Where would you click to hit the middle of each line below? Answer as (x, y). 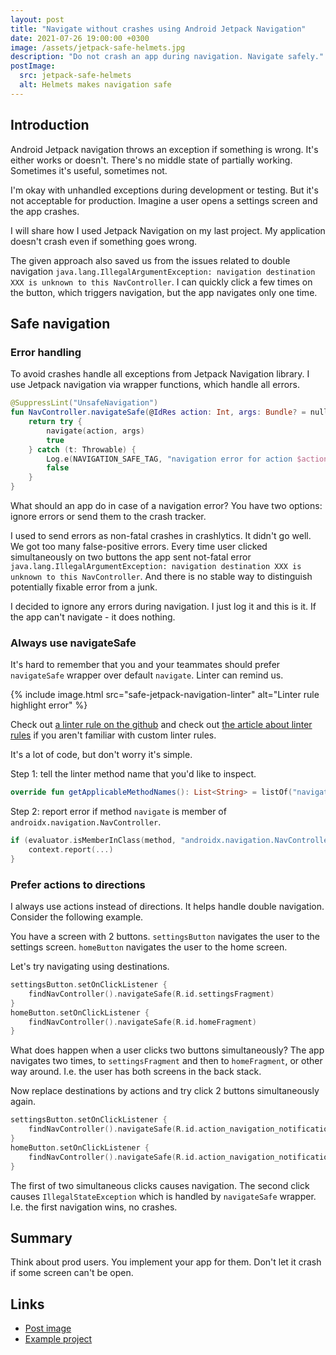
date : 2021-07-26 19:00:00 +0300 (80, 38)
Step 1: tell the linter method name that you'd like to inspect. (133, 774)
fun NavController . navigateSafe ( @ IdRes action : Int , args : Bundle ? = (158, 412)
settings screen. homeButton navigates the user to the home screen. (149, 947)
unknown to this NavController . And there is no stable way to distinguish (161, 576)
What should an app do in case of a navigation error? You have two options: (166, 505)
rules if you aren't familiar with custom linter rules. (113, 735)
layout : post (37, 19)
